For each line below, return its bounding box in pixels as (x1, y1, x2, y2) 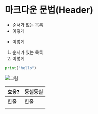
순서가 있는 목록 (12, 49, 43, 55)
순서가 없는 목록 (12, 22, 43, 28)
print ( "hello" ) (5, 65, 37, 70)
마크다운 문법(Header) (5, 4, 94, 16)
